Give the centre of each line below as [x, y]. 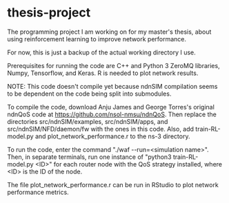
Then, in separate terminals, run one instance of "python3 [89, 157]
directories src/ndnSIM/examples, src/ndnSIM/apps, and [88, 121]
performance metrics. [38, 192]
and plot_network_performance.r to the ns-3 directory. [112, 136]
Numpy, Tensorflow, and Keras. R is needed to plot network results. [103, 73]
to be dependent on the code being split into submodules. [89, 94]
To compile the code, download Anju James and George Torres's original [111, 107]
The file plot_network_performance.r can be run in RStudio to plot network [113, 184]
